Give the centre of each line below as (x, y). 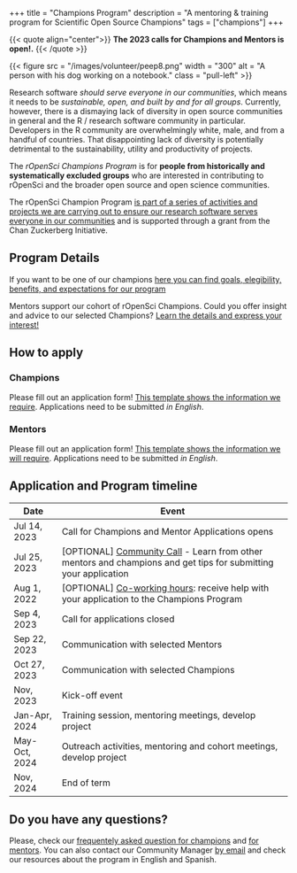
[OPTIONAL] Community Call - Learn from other (162, 551)
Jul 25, (28, 557)
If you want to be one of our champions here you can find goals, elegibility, (145, 279)
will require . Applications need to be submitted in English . (114, 458)
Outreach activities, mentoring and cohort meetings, (170, 746)
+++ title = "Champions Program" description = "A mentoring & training (139, 13)
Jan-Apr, (33, 715)
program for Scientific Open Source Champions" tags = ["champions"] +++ (146, 22)
